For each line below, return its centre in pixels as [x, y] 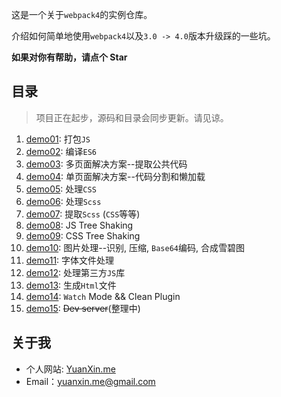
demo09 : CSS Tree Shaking [83, 235]
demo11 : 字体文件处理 [70, 260]
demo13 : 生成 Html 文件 [71, 285]
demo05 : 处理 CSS [61, 189]
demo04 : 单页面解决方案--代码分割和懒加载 [115, 176]
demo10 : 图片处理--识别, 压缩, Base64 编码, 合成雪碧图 [135, 247]
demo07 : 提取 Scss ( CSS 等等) [83, 214]
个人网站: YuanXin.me [70, 369]
